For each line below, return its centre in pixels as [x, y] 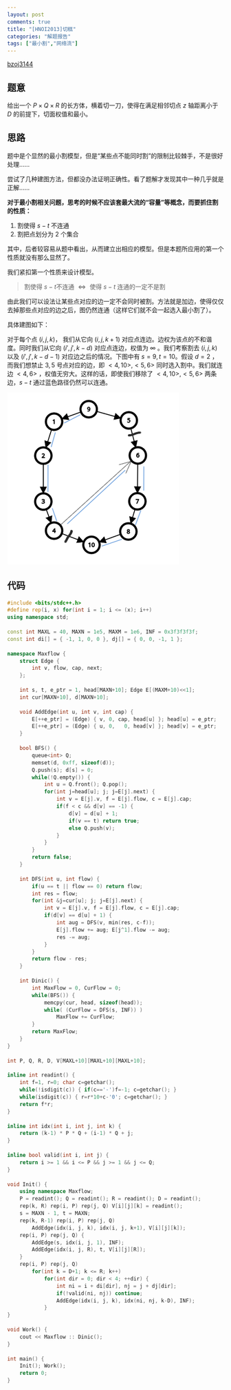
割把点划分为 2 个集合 [48, 234]
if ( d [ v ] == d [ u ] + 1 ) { [78, 916]
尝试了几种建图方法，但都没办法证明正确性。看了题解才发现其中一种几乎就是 [115, 178]
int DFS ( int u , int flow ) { [59, 879]
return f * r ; [36, 1104]
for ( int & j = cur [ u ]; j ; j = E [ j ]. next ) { [87, 901]
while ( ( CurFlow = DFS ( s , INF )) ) [93, 1010]
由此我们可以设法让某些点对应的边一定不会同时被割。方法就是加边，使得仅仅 [115, 301]
